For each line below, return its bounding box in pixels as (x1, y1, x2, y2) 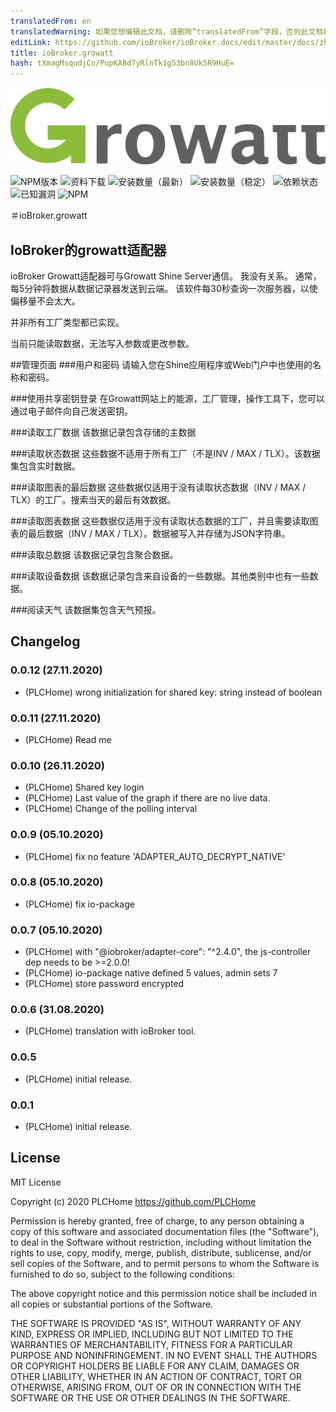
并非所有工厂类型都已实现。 (10, 316, 125, 328)
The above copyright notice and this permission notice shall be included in (10, 1287, 317, 1299)
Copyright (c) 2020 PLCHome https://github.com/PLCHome (10, 1195, 257, 1207)
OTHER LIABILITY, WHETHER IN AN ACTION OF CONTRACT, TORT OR (10, 1370, 302, 1382)
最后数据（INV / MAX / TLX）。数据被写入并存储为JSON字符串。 (27, 527, 291, 539)
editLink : (10, 37, 52, 47)
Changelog (10, 633, 81, 650)
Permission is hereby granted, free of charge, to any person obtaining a (10, 1215, 305, 1227)
